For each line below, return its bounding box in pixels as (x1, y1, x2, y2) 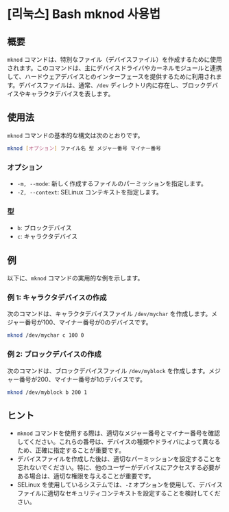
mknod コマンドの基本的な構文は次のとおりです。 (7, 131, 144, 140)
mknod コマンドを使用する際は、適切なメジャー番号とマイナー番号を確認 (16, 429, 221, 437)
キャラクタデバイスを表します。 (25, 90, 114, 98)
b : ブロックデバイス (16, 224, 72, 232)
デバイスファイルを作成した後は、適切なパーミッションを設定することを (16, 455, 221, 463)
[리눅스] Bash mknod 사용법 (7, 6, 161, 22)
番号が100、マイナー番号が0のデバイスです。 (25, 318, 152, 326)
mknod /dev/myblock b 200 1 (7, 389, 88, 396)
